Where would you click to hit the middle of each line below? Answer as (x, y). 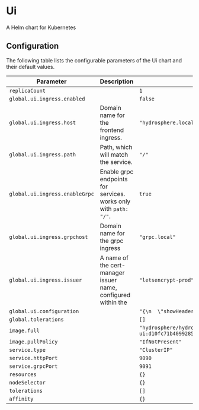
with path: (114, 209)
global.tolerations (36, 319)
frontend (112, 130)
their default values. (31, 67)
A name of (114, 258)
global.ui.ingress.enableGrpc (52, 194)
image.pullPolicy (33, 342)
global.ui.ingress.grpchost (49, 237)
